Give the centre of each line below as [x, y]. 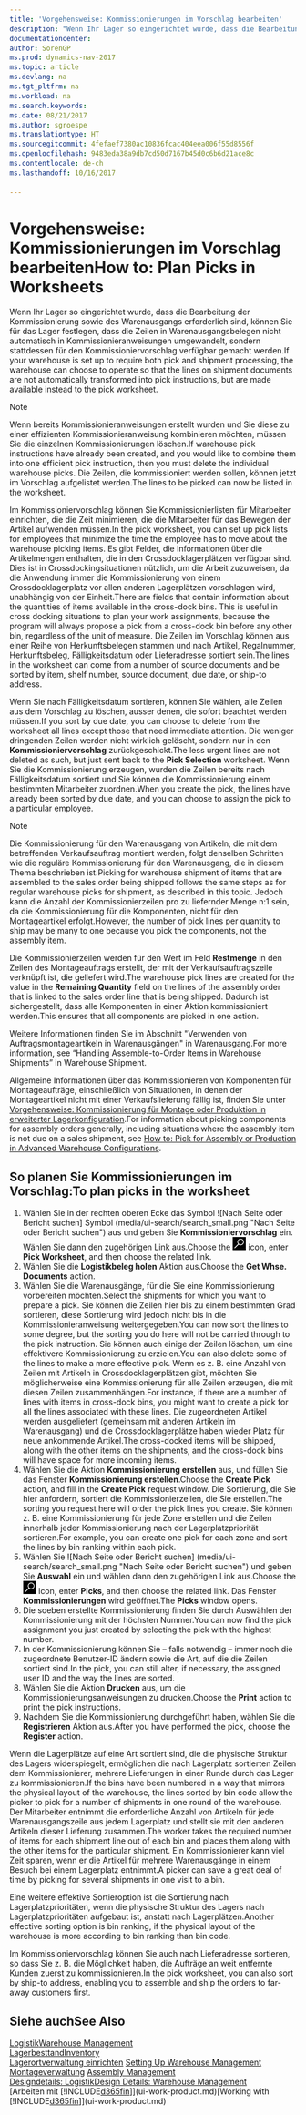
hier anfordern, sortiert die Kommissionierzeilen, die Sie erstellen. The [153, 1499]
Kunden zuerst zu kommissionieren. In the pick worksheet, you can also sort [152, 1973]
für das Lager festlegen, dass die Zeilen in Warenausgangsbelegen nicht [145, 332]
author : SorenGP [40, 48]
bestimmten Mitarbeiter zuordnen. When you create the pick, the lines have [150, 789]
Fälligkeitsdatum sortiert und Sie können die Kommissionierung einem [140, 780]
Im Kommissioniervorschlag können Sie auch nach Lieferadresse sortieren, [150, 1954]
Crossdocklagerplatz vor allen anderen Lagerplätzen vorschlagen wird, [143, 587]
